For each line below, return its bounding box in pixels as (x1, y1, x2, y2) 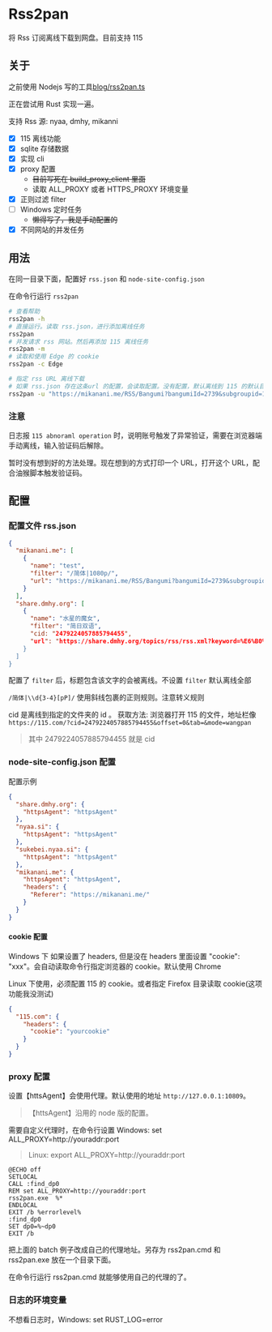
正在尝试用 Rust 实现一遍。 (8, 99, 99, 109)
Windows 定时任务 (19, 204, 83, 215)
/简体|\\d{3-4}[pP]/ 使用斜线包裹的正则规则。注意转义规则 (8, 692, 205, 702)
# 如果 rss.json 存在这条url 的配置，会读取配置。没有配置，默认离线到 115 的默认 (8, 382, 260, 390)
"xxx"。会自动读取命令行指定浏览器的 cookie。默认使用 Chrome (8, 962, 222, 971)
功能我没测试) (8, 988, 54, 998)
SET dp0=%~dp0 (8, 1223, 57, 1231)
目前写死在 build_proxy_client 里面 (32, 174, 146, 183)
